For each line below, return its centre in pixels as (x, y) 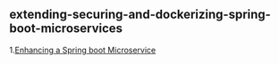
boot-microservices (66, 29)
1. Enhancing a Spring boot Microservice (83, 50)
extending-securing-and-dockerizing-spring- (140, 15)
